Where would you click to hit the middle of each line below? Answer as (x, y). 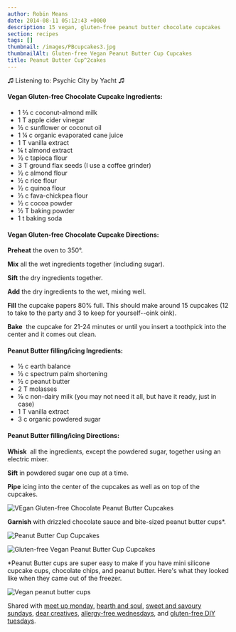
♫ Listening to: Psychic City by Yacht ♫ (66, 80)
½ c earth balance (44, 366)
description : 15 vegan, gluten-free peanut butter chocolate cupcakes (114, 27)
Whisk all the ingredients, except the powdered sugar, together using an (114, 451)
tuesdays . (22, 621)
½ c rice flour (37, 180)
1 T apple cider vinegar (51, 120)
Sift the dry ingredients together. (55, 278)
